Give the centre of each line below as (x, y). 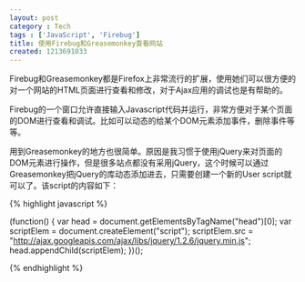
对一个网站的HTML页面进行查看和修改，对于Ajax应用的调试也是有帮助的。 (149, 90)
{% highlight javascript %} (59, 204)
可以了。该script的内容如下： (64, 186)
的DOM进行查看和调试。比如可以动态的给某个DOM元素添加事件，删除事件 (148, 121)
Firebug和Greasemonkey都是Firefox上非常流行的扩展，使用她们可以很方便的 (152, 79)
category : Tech (40, 26)
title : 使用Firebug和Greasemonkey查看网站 (86, 43)
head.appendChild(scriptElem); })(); (76, 250)
